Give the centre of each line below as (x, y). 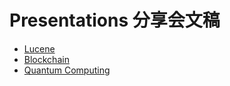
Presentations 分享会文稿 (115, 20)
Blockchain (46, 59)
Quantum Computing (67, 70)
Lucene (39, 48)
